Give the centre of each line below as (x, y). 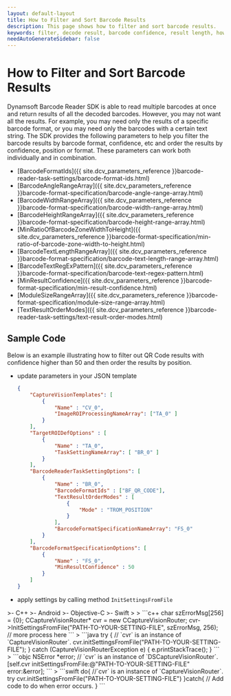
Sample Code (36, 338)
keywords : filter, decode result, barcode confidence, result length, (110, 33)
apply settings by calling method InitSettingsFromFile (95, 599)
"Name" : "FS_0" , (79, 561)
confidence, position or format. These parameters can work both (99, 150)
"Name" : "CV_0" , (79, 407)
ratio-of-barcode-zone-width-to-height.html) (81, 244)
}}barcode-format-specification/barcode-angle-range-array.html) (110, 193)
